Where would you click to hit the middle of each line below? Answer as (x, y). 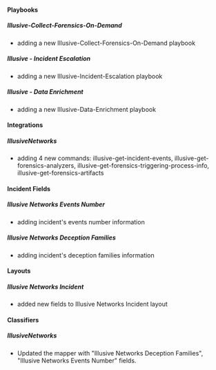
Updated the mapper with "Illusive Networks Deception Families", (110, 353)
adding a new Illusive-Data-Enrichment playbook (87, 109)
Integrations (25, 125)
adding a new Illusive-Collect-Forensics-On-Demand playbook (106, 43)
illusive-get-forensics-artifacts (60, 173)
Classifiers (23, 320)
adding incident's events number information (81, 222)
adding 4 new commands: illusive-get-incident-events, (95, 158)
